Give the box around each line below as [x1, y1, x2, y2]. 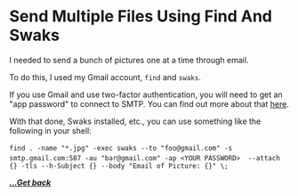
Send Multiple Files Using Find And [9, 6, 273, 27]
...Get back [9, 176, 52, 188]
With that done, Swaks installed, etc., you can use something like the [9, 116, 262, 127]
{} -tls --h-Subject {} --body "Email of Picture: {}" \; [9, 161, 229, 170]
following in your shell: [9, 125, 92, 135]
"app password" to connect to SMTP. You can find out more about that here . [9, 98, 289, 109]
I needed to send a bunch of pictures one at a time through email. [9, 54, 249, 65]
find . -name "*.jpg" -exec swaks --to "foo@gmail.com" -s [9, 143, 233, 152]
